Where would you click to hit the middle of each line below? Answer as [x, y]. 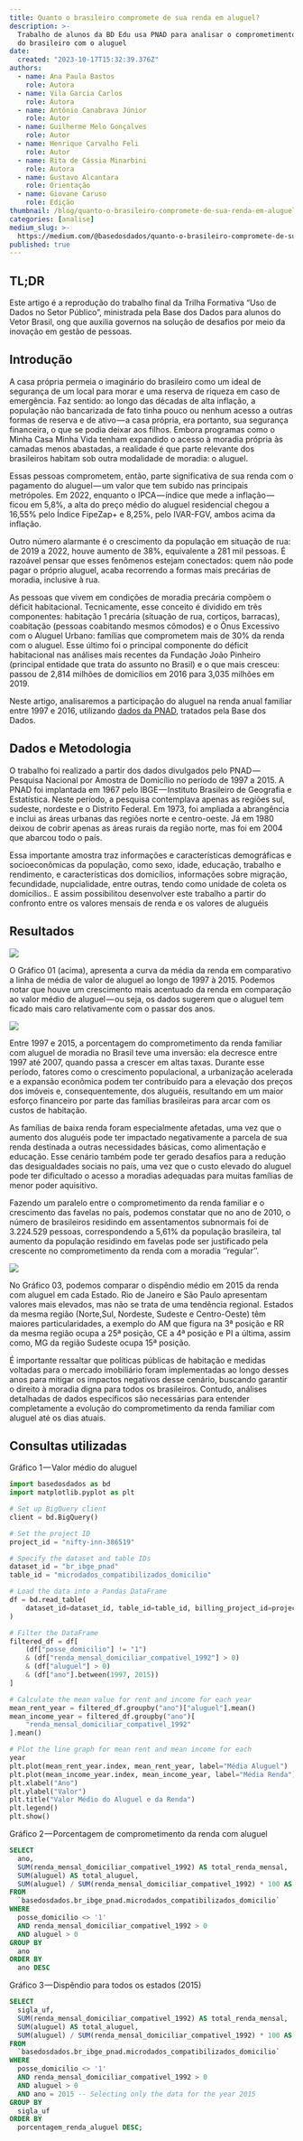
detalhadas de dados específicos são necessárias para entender [129, 1398]
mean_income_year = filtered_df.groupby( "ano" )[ [102, 1717]
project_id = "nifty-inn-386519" [72, 1542]
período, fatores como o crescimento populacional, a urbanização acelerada [151, 1072]
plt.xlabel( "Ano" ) [44, 1783]
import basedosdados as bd [60, 1485]
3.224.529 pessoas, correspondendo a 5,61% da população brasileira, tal [145, 1231]
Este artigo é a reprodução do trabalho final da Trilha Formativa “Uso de [143, 303]
